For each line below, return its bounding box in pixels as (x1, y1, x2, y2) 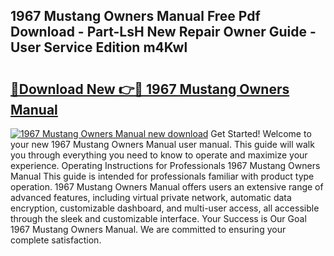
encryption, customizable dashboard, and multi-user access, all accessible (10, 202, 320, 214)
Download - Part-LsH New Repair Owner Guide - (10, 24, 317, 41)
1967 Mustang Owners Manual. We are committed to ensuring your (10, 224, 287, 235)
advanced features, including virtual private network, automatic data (10, 192, 292, 203)
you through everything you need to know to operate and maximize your (10, 149, 308, 161)
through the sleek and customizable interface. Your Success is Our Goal (10, 213, 307, 224)
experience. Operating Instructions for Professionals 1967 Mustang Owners (10, 160, 321, 171)
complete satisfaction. (10, 234, 102, 246)
